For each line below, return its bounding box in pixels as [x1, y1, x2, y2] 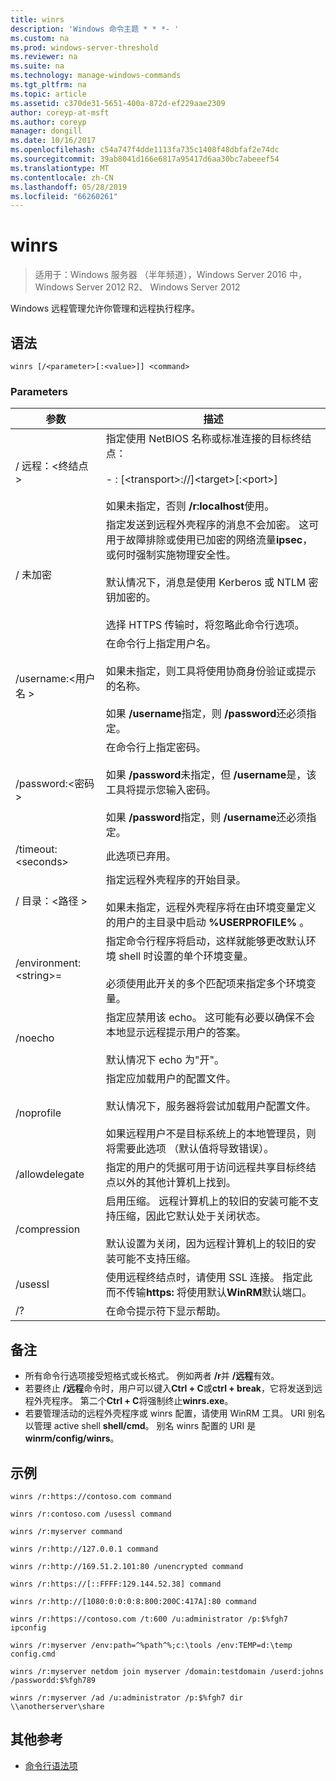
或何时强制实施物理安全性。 [105, 548, 237, 562]
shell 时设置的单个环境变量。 [118, 949, 254, 963]
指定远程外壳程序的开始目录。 [105, 873, 247, 887]
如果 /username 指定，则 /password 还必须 [105, 707, 307, 721]
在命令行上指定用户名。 [105, 637, 217, 651]
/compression [15, 1222, 81, 1236]
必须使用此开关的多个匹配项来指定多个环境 [105, 977, 307, 991]
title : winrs [10, 14, 65, 25]
